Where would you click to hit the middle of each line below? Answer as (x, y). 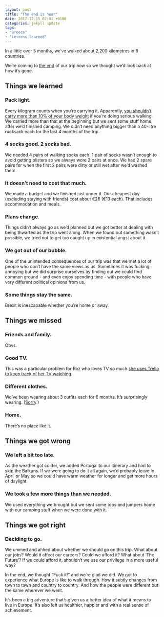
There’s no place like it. (28, 426)
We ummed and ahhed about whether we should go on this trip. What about (81, 550)
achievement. (19, 610)
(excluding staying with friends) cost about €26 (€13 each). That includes (79, 199)
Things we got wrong (38, 441)
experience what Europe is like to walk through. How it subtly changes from (81, 580)
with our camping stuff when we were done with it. (56, 510)
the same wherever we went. (34, 591)
